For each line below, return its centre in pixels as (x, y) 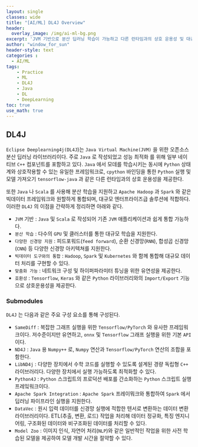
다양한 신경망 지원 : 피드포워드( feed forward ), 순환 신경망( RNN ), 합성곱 (94, 241)
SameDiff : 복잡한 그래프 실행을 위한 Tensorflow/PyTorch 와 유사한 (91, 327)
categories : (22, 56)
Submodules (25, 301)
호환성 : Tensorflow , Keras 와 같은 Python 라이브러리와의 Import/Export (97, 278)
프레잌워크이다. (32, 386)
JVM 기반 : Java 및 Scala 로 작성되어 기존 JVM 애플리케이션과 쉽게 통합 (94, 219)
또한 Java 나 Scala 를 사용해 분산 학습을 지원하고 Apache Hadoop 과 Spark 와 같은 (99, 192)
